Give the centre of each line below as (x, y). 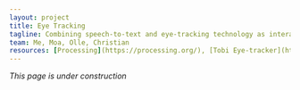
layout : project (39, 17)
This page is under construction (68, 76)
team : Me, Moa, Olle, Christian (69, 42)
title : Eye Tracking (48, 26)
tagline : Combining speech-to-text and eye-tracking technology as (137, 34)
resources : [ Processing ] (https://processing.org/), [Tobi (119, 51)
